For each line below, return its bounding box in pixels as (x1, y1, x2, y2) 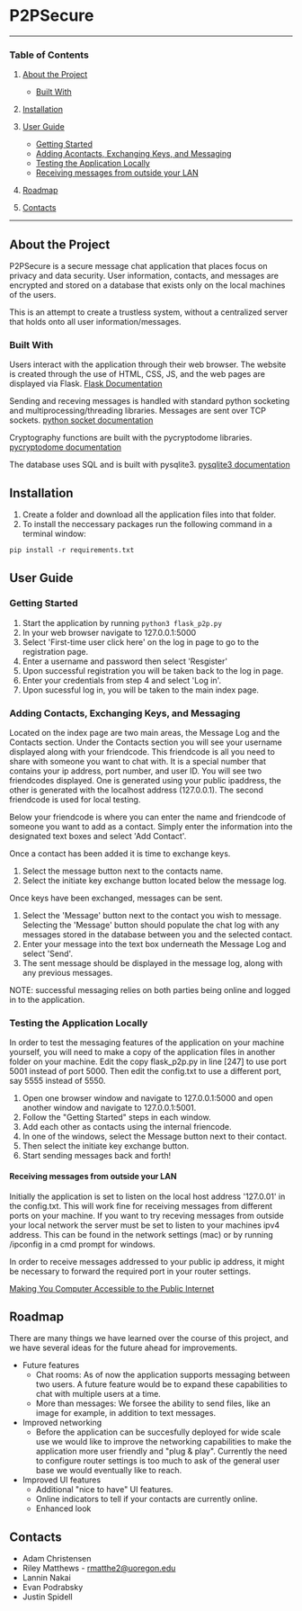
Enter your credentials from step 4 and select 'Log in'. (22, 675, 222, 685)
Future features (22, 1360, 80, 1371)
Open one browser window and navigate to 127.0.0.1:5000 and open (22, 1093, 274, 1104)
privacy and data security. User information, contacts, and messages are (9, 271, 279, 282)
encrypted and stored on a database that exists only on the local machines (9, 280, 286, 291)
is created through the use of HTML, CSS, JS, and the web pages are (9, 369, 265, 380)
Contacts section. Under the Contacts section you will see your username (9, 737, 282, 747)
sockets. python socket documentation (9, 415, 154, 425)
